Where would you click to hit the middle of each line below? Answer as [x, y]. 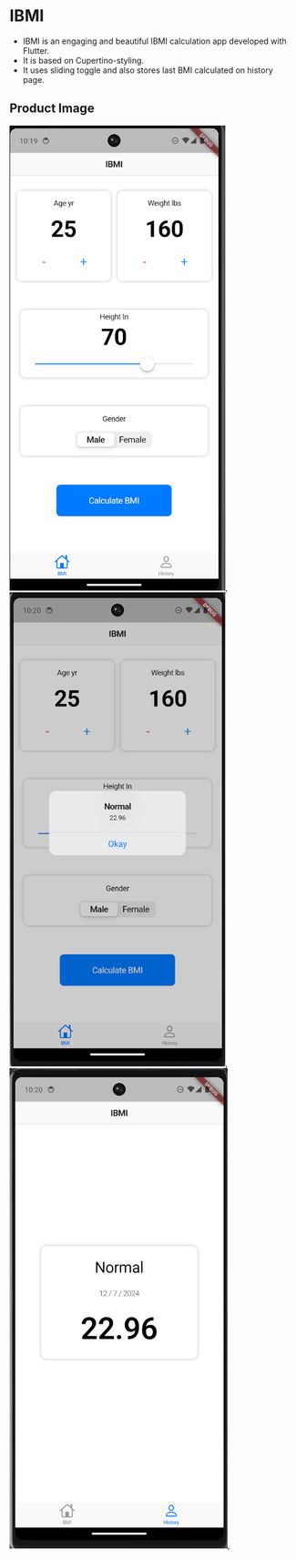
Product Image [52, 109]
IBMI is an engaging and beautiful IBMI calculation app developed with [154, 41]
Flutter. [36, 50]
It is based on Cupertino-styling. [83, 60]
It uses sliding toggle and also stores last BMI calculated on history [148, 70]
